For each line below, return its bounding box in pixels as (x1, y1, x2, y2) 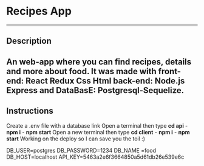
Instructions (6, 106, 53, 116)
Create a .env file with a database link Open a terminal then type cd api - (6, 122, 188, 129)
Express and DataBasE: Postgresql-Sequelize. (6, 85, 185, 95)
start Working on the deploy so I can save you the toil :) (6, 135, 146, 142)
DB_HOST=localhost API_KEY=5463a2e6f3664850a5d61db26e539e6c (6, 153, 185, 161)
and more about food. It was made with (6, 66, 157, 77)
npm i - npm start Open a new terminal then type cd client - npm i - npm (6, 128, 190, 136)
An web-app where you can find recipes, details (6, 57, 192, 67)
